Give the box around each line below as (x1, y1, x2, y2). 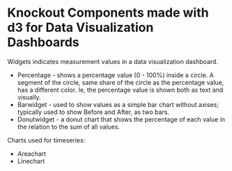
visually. (17, 92, 41, 101)
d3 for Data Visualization (7, 19, 154, 35)
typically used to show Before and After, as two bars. (17, 108, 169, 116)
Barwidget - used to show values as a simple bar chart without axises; (17, 100, 219, 108)
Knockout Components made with (7, 5, 209, 21)
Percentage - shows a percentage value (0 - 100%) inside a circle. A (17, 71, 215, 79)
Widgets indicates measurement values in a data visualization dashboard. (7, 57, 218, 65)
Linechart (17, 156, 45, 165)
